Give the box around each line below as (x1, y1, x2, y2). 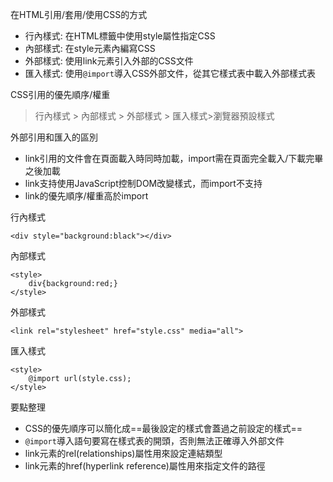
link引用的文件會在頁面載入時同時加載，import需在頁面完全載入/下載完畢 (24, 153, 324, 164)
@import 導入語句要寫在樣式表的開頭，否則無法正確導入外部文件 (24, 435, 285, 447)
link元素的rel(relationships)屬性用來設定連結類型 (24, 448, 223, 459)
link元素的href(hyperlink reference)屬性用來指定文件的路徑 (24, 460, 266, 472)
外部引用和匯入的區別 (10, 131, 98, 143)
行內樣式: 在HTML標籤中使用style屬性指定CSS (24, 30, 216, 42)
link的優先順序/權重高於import (24, 190, 149, 202)
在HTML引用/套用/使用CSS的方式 (10, 9, 148, 20)
